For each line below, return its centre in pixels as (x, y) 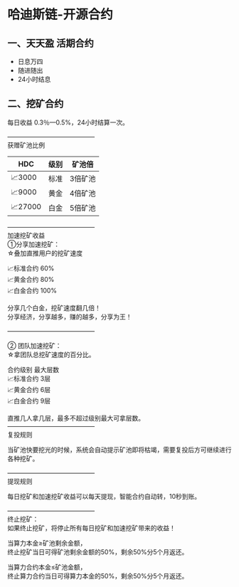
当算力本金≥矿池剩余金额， (47, 543)
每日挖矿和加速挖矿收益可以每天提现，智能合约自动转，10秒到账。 (104, 496)
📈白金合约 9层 (29, 401)
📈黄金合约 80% (31, 279)
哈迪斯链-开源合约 (60, 15)
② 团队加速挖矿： (34, 345)
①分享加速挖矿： (34, 244)
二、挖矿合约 (36, 104)
